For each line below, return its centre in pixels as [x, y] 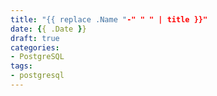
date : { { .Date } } [48, 29]
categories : [35, 47]
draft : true [35, 38]
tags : [21, 66]
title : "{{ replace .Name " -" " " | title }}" [109, 19]
